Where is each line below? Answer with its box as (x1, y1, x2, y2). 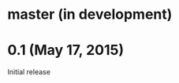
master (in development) (7, 5, 173, 23)
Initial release (7, 67, 50, 77)
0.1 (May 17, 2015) (7, 41, 125, 60)
